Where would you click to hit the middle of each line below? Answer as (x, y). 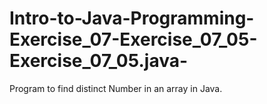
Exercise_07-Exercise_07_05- (133, 39)
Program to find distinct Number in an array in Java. (116, 88)
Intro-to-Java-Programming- (132, 18)
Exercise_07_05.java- (99, 61)
